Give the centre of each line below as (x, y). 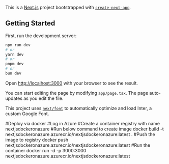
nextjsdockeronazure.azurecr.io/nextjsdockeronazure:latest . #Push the (80, 134)
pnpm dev (15, 64)
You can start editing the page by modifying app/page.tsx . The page (77, 93)
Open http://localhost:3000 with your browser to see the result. (72, 83)
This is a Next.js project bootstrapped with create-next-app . (68, 7)
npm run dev (18, 45)
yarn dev (15, 54)
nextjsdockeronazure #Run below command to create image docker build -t (84, 129)
